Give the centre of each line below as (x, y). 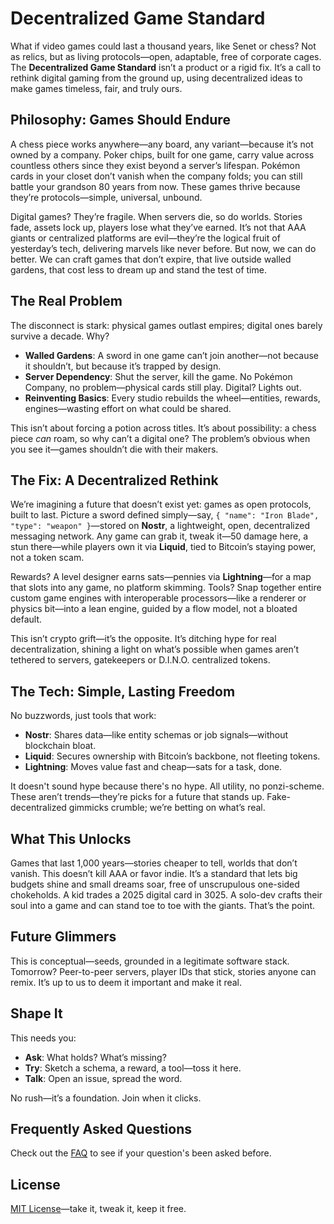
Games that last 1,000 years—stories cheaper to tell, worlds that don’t (154, 863)
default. (26, 619)
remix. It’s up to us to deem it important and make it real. (126, 982)
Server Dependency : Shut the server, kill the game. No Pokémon (158, 376)
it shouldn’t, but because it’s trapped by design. (123, 366)
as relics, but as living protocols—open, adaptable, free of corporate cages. (166, 56)
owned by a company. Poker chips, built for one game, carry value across (162, 154)
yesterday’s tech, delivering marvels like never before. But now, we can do (163, 248)
